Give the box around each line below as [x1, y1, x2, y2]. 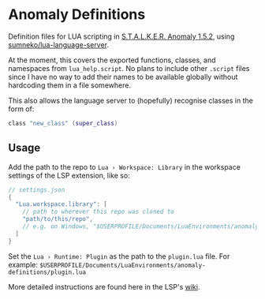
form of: [8, 104, 35, 114]
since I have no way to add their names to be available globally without [8, 72, 238, 81]
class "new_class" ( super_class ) [8, 119, 118, 127]
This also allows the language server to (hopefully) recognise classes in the [8, 95, 254, 105]
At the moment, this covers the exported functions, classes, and [8, 55, 216, 65]
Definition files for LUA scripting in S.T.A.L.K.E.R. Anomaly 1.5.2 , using [8, 32, 235, 41]
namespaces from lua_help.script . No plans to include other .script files [8, 63, 250, 73]
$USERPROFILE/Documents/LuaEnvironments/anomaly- [39, 261, 207, 269]
